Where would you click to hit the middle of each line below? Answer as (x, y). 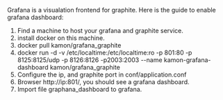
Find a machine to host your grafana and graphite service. (100, 31)
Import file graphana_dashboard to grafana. (80, 89)
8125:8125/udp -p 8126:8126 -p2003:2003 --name (90, 60)
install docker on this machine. (61, 38)
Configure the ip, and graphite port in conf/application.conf (102, 74)
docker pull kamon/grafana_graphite (69, 45)
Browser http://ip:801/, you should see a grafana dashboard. (103, 82)
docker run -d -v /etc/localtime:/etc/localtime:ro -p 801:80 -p (105, 52)
